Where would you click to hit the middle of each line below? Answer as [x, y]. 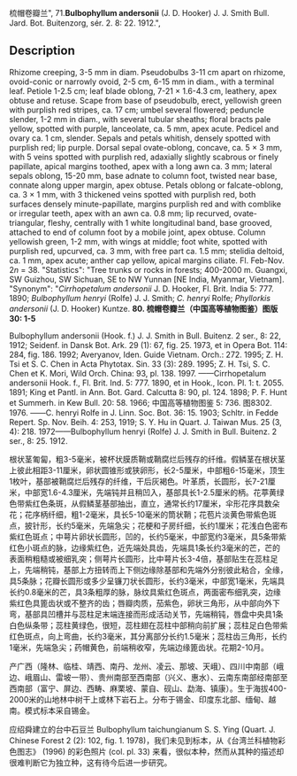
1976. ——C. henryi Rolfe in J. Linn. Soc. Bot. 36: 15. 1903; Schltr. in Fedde [144, 412]
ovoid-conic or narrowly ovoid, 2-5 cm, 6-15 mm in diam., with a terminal [142, 81]
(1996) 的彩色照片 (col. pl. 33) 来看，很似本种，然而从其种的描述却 [163, 751]
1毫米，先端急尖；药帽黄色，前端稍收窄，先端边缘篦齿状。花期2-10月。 [139, 647]
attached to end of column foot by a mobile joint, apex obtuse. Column [137, 232]
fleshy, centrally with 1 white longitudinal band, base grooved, [160, 222]
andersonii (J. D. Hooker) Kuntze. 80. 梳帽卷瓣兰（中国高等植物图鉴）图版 [144, 308]
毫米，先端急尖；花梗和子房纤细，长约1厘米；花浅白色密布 [182, 525]
